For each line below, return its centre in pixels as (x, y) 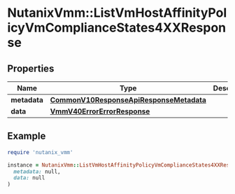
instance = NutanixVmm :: (43, 165)
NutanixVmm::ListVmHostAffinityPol (117, 13)
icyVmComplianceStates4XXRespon (117, 28)
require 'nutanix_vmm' (40, 152)
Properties (31, 68)
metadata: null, (37, 172)
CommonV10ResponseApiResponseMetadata (128, 100)
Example (27, 136)
